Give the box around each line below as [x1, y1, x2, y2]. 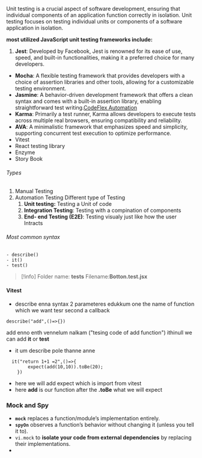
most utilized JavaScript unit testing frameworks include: [6, 36, 153, 43]
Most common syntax [6, 233, 60, 240]
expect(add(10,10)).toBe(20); [28, 364, 103, 370]
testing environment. [14, 85, 67, 92]
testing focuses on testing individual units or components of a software [6, 18, 182, 25]
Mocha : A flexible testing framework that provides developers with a [14, 72, 185, 79]
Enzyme [14, 149, 35, 156]
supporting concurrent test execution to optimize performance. [14, 129, 171, 137]
